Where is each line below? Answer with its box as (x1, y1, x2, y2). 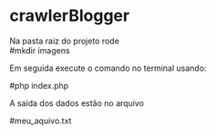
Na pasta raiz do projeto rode (9, 35, 120, 46)
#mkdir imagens (9, 44, 70, 55)
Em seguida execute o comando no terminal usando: (9, 63, 207, 73)
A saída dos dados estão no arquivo (9, 97, 144, 109)
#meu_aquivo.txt (9, 115, 72, 126)
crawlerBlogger (9, 5, 130, 26)
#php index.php (9, 80, 69, 91)
